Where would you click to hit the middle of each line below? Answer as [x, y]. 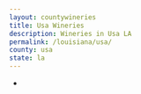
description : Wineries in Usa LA [70, 33]
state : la [27, 58]
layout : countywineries [53, 17]
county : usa [31, 50]
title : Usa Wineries [47, 25]
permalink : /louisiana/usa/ [61, 42]
